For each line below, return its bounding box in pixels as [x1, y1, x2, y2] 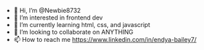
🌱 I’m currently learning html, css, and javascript [13, 21, 150, 28]
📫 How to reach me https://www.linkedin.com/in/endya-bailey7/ [13, 36, 197, 43]
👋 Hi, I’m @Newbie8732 [13, 7, 81, 14]
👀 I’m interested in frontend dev [13, 14, 103, 22]
